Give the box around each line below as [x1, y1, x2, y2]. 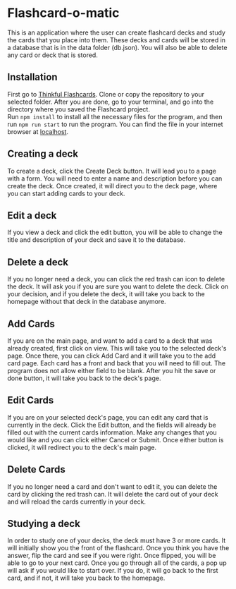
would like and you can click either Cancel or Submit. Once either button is [7, 435, 224, 444]
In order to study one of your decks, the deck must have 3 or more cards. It [7, 536, 226, 545]
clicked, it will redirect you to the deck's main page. [7, 443, 157, 451]
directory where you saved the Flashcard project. [7, 104, 150, 114]
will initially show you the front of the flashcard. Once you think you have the [7, 544, 230, 552]
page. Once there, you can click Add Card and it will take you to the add [7, 351, 216, 360]
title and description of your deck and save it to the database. [7, 236, 186, 244]
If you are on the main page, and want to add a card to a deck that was [7, 336, 213, 345]
